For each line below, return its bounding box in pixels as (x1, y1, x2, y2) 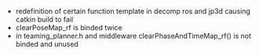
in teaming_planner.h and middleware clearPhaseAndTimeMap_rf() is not (15, 31, 252, 40)
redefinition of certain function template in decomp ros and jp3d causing (15, 7, 251, 15)
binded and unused (15, 40, 78, 49)
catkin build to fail (15, 15, 74, 24)
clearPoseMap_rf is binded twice (15, 23, 123, 32)
